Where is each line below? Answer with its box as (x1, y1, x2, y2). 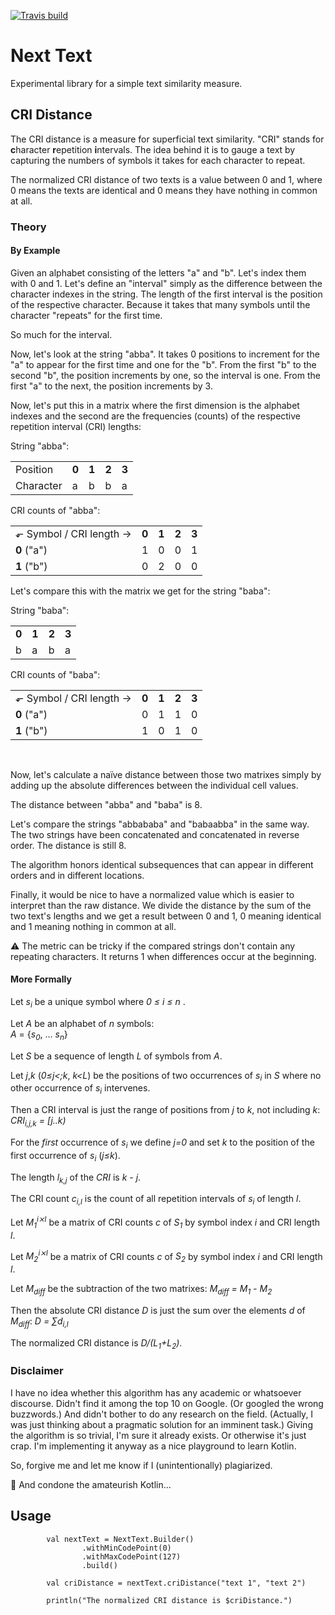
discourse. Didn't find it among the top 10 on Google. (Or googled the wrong (10, 1397, 324, 1409)
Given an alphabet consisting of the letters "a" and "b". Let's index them (10, 266, 307, 279)
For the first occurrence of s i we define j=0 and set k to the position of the (10, 1136, 315, 1150)
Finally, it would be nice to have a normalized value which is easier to (10, 888, 295, 900)
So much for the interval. (10, 328, 113, 340)
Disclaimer (10, 1364, 64, 1378)
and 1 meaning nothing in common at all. (10, 920, 177, 932)
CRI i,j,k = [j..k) (10, 1115, 67, 1129)
